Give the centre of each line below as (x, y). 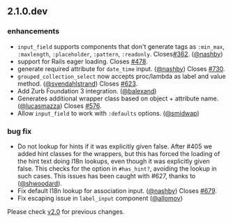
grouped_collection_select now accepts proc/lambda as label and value (122, 76)
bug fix (20, 131)
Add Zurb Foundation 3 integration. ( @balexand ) (87, 91)
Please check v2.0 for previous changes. (66, 211)
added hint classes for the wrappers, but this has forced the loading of (119, 153)
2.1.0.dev (28, 11)
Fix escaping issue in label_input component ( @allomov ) (100, 198)
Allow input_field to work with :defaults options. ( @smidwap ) (108, 113)
